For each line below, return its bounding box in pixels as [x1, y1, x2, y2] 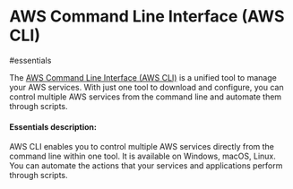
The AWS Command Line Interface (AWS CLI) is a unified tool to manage [9, 72, 278, 82]
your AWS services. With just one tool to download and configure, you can [9, 82, 284, 92]
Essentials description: [9, 121, 97, 132]
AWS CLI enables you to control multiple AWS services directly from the [9, 142, 275, 152]
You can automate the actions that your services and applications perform [9, 160, 283, 171]
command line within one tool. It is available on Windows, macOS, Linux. [9, 150, 276, 162]
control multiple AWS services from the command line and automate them [9, 91, 282, 102]
